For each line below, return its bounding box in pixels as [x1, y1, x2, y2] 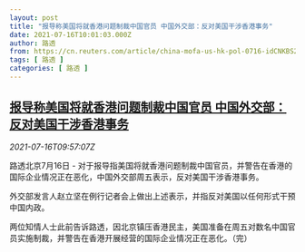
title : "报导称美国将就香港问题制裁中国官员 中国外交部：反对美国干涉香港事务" [9, 22, 274, 31]
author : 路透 [9, 38, 56, 48]
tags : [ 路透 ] [9, 55, 64, 64]
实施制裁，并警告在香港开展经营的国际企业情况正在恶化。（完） [16, 232, 252, 243]
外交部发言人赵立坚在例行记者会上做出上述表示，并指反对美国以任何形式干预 [9, 190, 296, 201]
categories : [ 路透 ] [9, 64, 89, 73]
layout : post [9, 13, 59, 23]
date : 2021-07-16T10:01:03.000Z [9, 30, 132, 39]
